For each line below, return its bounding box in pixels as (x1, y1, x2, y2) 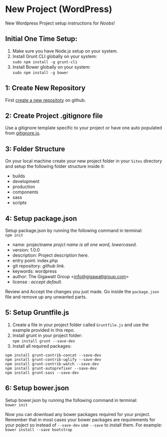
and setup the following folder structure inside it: (5, 163, 105, 169)
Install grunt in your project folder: (12, 332, 83, 338)
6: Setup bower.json (5, 384, 69, 392)
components (12, 189, 38, 195)
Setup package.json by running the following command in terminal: (5, 228, 143, 234)
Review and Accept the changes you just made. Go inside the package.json (5, 289, 160, 294)
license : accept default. (12, 279, 62, 285)
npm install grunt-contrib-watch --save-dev (5, 361, 99, 366)
